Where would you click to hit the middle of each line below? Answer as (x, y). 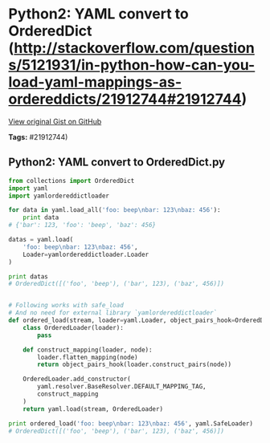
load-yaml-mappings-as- (95, 82)
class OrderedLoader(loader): (74, 327)
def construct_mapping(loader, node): (88, 350)
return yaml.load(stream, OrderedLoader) (93, 409)
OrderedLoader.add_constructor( (77, 379)
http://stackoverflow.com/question (135, 48)
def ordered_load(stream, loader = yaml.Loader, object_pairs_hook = (122, 320)
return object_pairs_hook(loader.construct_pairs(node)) (134, 365)
